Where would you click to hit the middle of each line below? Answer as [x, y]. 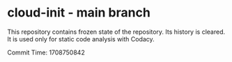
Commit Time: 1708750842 [46, 52]
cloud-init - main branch [79, 13]
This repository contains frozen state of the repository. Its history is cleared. [116, 32]
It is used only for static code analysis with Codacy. [81, 39]
